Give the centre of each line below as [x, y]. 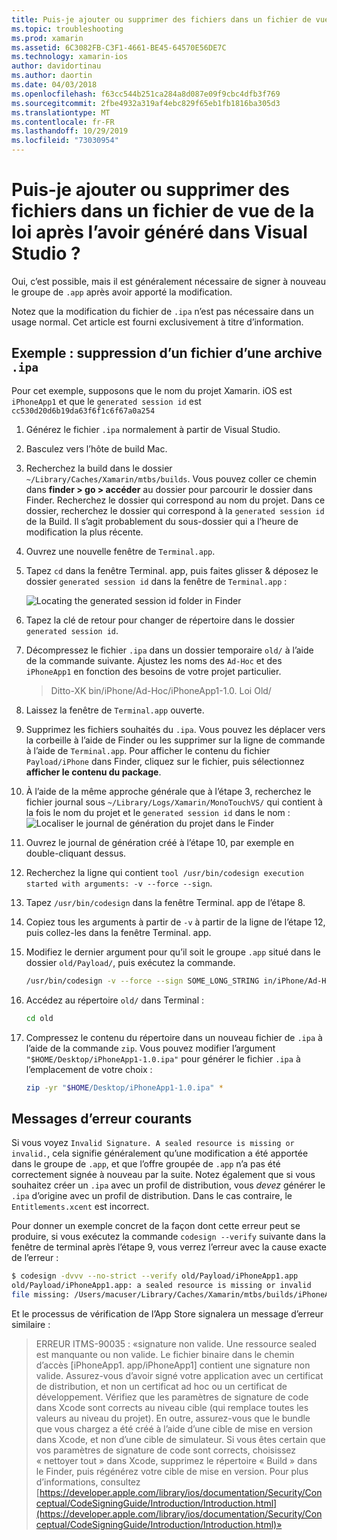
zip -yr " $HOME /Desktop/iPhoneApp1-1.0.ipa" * [124, 1087]
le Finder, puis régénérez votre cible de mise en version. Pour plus [172, 1471]
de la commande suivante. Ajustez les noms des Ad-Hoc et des [154, 660]
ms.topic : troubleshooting [67, 29]
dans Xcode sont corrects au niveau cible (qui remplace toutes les [172, 1407]
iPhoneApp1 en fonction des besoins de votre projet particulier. [153, 671]
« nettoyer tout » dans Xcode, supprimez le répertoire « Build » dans [176, 1460]
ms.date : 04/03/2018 [54, 85]
